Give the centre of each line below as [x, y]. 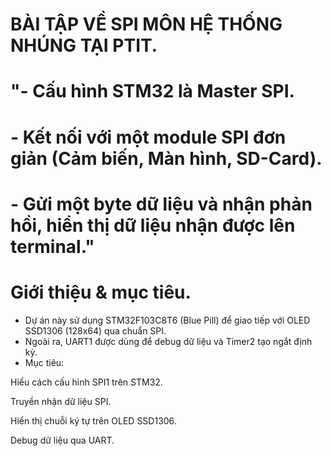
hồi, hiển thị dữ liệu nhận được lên [153, 225]
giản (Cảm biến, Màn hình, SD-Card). [166, 158]
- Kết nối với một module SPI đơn [148, 137]
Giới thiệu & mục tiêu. [101, 292]
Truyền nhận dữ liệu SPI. [61, 401]
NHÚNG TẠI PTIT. [84, 45]
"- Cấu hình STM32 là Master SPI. [152, 91]
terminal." [52, 246]
